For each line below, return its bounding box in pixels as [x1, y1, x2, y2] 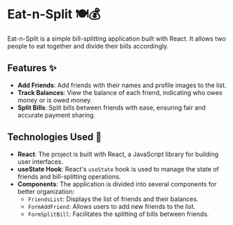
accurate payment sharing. [17, 110, 96, 119]
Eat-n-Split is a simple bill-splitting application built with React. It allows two [7, 34, 226, 43]
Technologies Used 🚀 [7, 131, 102, 143]
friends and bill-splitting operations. [17, 172, 121, 181]
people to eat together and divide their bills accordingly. [7, 41, 169, 50]
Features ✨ [7, 62, 57, 75]
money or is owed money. [17, 96, 93, 104]
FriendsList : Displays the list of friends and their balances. [27, 195, 199, 203]
